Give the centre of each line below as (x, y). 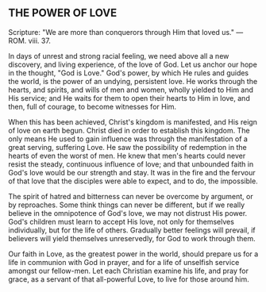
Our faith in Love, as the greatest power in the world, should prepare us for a (133, 254)
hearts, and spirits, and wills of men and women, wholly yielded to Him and (131, 90)
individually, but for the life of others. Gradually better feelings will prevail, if (132, 230)
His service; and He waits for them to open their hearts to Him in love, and (129, 98)
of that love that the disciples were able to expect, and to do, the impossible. (133, 181)
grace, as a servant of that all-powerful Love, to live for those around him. (129, 279)
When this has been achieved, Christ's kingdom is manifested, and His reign (133, 121)
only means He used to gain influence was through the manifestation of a (128, 139)
